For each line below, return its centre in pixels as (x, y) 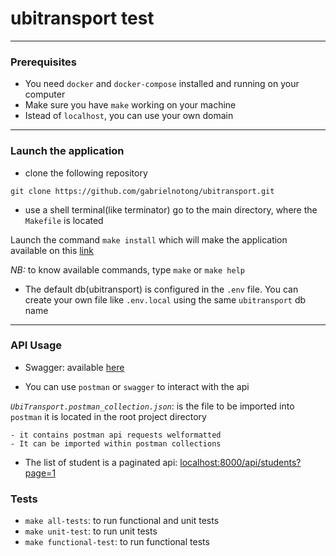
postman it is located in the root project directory (108, 416)
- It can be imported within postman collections (116, 443)
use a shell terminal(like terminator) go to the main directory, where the (171, 209)
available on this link (52, 250)
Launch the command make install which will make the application (149, 239)
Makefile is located (64, 220)
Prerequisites (43, 62)
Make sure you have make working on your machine (130, 105)
